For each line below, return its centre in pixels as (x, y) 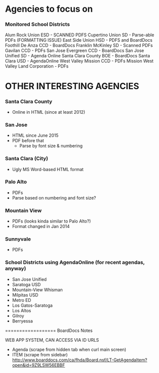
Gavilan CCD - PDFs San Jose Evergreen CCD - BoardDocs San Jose (75, 50)
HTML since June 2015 (35, 135)
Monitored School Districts (38, 25)
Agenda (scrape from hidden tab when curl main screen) (69, 349)
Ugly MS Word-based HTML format (48, 169)
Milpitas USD (25, 295)
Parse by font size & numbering (51, 146)
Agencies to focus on (49, 9)
